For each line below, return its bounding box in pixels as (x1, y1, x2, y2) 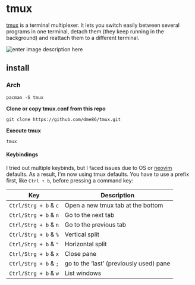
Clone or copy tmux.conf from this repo (6, 105, 106, 112)
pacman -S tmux (6, 94, 44, 100)
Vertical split (64, 230, 100, 238)
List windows (64, 269, 102, 277)
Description (100, 191, 135, 199)
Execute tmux (6, 127, 42, 134)
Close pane (64, 249, 97, 258)
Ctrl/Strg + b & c (9, 201, 59, 209)
